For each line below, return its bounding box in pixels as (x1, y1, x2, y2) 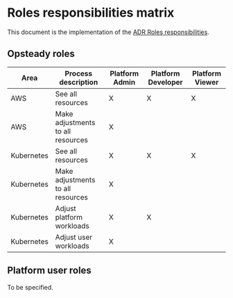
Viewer (194, 77, 219, 87)
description (58, 77, 98, 87)
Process (64, 68, 92, 78)
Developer (148, 77, 183, 87)
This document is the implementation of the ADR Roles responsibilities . (7, 28, 209, 36)
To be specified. (7, 283, 53, 291)
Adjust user (55, 232, 93, 242)
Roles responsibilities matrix (7, 5, 175, 21)
